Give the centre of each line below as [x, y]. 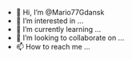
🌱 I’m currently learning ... [58, 29]
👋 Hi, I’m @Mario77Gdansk [60, 12]
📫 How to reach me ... [53, 47]
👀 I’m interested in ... [50, 21]
